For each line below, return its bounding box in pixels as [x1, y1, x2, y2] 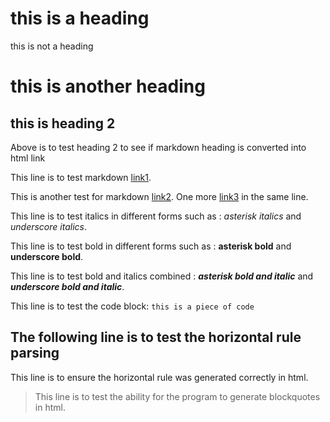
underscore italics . [10, 220, 87, 232]
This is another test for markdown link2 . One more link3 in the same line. [10, 190, 309, 202]
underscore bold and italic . [10, 280, 125, 292]
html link [10, 152, 46, 164]
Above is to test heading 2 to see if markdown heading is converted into [10, 141, 307, 153]
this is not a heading [10, 40, 94, 52]
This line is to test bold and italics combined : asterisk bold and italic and [10, 270, 314, 282]
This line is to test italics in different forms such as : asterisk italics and [10, 210, 302, 222]
